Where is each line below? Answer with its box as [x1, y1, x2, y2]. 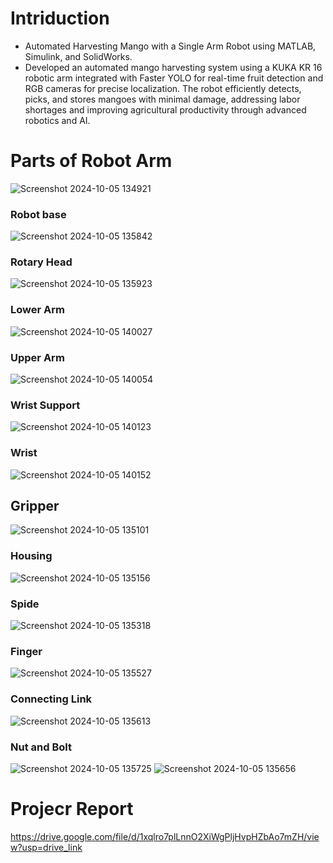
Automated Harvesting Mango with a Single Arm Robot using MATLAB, [24, 40, 317, 52]
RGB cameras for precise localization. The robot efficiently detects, [24, 82, 302, 94]
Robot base [10, 207, 67, 221]
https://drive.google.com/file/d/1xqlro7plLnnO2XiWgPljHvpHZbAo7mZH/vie [10, 830, 320, 842]
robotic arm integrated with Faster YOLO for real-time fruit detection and [24, 72, 324, 84]
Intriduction [10, 7, 110, 30]
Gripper [10, 498, 60, 515]
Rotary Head [10, 255, 73, 269]
